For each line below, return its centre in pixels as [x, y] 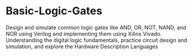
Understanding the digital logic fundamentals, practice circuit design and [97, 40]
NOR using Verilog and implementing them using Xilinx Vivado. [84, 33]
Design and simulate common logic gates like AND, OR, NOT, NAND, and [96, 27]
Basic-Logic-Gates [54, 11]
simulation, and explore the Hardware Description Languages [82, 46]
